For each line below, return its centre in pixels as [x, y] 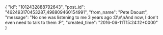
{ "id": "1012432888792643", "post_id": [45, 7]
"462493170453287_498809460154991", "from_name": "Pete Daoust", [77, 12]
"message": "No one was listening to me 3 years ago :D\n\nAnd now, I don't [82, 17]
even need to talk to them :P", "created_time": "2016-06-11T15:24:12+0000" [81, 22]
